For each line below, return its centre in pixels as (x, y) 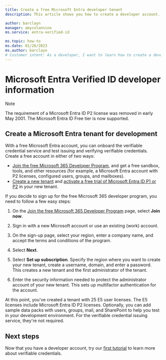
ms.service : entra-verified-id (37, 33)
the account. (25, 290)
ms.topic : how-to (23, 41)
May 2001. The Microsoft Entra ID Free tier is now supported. (67, 118)
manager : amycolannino (28, 28)
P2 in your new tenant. (35, 187)
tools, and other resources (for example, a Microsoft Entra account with (85, 171)
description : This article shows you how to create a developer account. (83, 14)
